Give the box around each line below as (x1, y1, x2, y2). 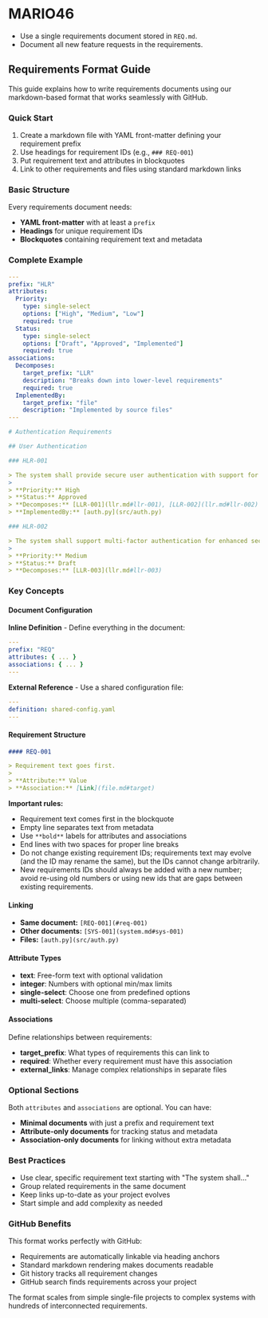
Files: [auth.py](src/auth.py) (19, 934, 120, 945)
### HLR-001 (8, 456, 48, 465)
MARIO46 (8, 5, 74, 23)
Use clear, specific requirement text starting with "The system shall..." (19, 1173, 250, 1182)
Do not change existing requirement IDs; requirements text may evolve (19, 848, 252, 857)
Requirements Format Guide (8, 63, 152, 77)
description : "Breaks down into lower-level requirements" (22, 376, 223, 384)
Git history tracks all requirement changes (19, 1269, 158, 1278)
